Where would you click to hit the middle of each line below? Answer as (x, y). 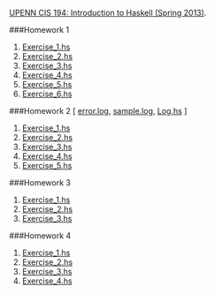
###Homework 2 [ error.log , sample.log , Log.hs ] (98, 111)
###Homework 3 (40, 183)
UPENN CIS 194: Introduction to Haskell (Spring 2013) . (108, 13)
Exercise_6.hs (47, 94)
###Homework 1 (39, 30)
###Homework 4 (40, 236)
